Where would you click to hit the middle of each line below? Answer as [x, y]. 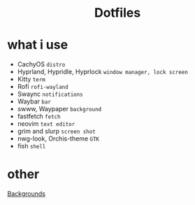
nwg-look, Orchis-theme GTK [58, 139]
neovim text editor [46, 124]
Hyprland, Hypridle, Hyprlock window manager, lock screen [103, 72]
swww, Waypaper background [59, 109]
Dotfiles [117, 13]
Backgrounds [26, 194]
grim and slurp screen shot [56, 132]
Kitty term [31, 79]
